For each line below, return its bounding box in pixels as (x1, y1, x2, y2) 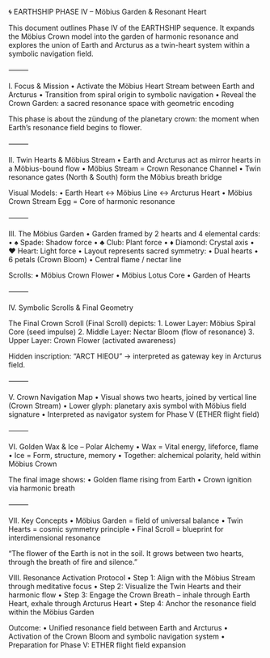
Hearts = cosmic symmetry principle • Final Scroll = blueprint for (8, 524, 224, 533)
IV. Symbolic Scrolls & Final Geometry (8, 303, 133, 312)
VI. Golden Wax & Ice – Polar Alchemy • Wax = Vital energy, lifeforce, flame (8, 442, 259, 452)
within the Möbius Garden (8, 607, 95, 617)
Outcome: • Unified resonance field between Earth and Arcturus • (8, 623, 229, 632)
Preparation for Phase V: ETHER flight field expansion (8, 640, 187, 650)
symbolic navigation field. (8, 49, 95, 58)
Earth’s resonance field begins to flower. (8, 123, 142, 132)
